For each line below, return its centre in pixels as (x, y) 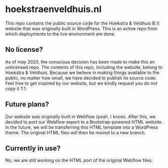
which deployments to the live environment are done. (61, 34)
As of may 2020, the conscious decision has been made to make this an (80, 62)
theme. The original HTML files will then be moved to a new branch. (76, 132)
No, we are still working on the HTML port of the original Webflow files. (79, 160)
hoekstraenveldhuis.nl (53, 9)
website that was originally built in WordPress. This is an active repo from (81, 28)
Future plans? (27, 104)
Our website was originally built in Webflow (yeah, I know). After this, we (80, 116)
